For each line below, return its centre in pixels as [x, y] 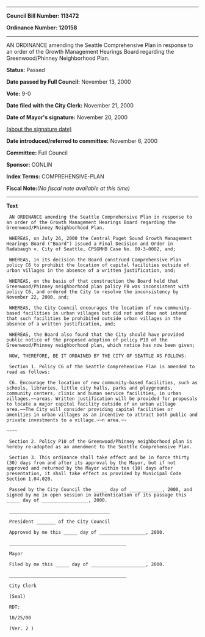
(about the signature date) [39, 129]
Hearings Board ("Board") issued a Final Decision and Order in [90, 244]
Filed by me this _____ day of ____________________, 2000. [87, 564]
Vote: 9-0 [19, 93]
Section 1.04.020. [30, 479]
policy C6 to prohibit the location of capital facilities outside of [98, 265]
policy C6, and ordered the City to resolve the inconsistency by [92, 292]
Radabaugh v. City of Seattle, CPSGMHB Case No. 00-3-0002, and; [91, 249]
